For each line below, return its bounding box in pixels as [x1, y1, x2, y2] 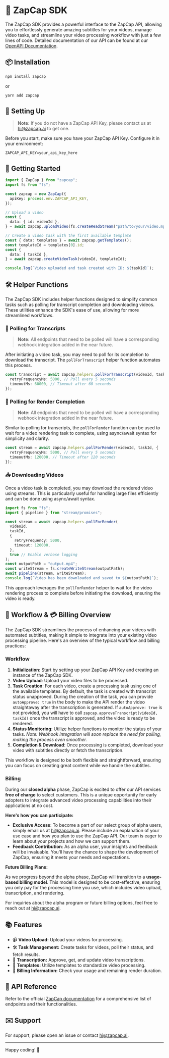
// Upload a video [5, 210, 44, 215]
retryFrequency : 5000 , [14, 538, 62, 543]
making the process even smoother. [12, 737, 87, 743]
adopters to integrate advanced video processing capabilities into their [5, 797, 152, 803]
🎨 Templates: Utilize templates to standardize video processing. [12, 962, 146, 969]
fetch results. [12, 951, 40, 958]
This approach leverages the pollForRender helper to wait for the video [5, 584, 152, 590]
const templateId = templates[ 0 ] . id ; [5, 242, 84, 247]
